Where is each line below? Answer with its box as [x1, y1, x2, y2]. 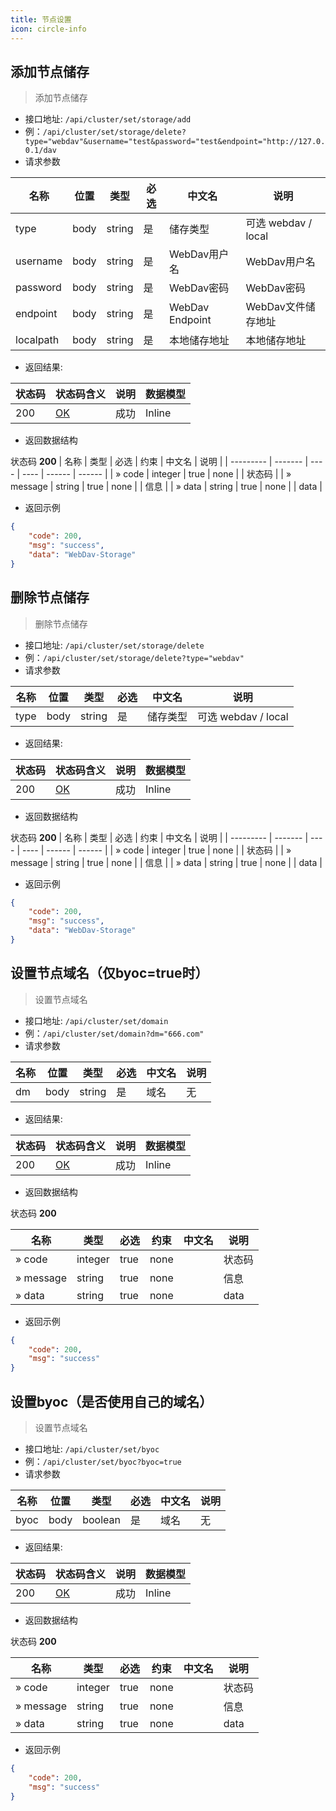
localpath [15, 333, 60, 347]
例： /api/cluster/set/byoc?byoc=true [24, 1456, 182, 1467]
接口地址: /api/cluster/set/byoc [24, 1443, 160, 1455]
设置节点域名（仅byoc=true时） [10, 965, 209, 982]
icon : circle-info [10, 24, 87, 34]
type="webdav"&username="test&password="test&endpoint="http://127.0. [24, 137, 326, 147]
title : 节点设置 [10, 14, 72, 25]
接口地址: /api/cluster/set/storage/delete [24, 639, 205, 651]
